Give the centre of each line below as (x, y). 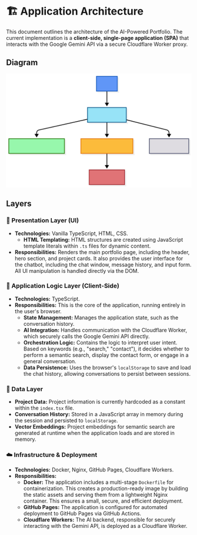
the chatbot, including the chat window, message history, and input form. (103, 265)
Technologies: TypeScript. (47, 299)
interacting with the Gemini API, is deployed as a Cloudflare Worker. (105, 526)
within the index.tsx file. (44, 408)
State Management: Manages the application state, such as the (101, 317)
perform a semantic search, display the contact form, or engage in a (106, 355)
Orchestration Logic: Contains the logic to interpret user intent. (100, 342)
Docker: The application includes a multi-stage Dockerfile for (98, 482)
